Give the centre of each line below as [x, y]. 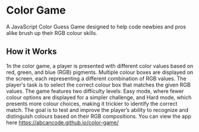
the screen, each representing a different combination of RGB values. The [96, 78]
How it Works [31, 52]
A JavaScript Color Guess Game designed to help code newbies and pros [96, 27]
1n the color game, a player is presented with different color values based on [100, 66]
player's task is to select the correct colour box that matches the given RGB [99, 85]
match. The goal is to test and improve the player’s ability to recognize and [97, 110]
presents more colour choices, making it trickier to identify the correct [92, 104]
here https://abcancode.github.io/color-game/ [62, 123]
